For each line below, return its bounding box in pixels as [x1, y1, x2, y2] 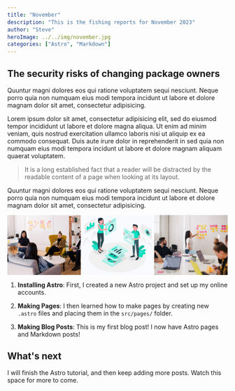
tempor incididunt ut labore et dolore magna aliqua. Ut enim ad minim [7, 122, 207, 130]
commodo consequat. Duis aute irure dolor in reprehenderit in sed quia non [7, 136, 225, 145]
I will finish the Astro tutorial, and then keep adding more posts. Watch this [7, 369, 222, 377]
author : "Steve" [7, 26, 55, 33]
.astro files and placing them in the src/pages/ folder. [17, 308, 173, 318]
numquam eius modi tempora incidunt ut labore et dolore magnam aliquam [7, 144, 222, 152]
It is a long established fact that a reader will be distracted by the [24, 165, 212, 173]
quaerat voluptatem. [7, 151, 66, 160]
